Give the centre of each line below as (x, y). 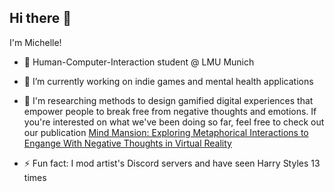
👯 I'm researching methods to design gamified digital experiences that (168, 100)
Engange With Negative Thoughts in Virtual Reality (127, 143)
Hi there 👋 (40, 18)
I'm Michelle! (35, 42)
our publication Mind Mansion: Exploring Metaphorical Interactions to (166, 132)
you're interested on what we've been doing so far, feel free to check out (174, 122)
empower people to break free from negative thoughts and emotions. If (170, 111)
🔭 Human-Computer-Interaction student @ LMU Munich (139, 62)
